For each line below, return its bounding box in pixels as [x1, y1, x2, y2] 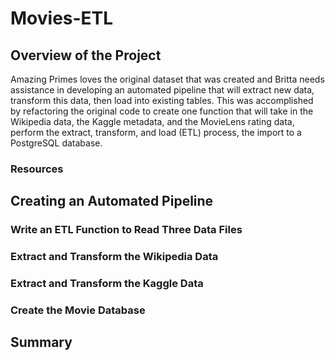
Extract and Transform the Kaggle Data [10, 277, 204, 291]
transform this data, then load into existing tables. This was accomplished [10, 95, 314, 106]
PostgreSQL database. [10, 137, 103, 149]
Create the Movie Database [10, 303, 146, 317]
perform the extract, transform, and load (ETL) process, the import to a [10, 127, 302, 138]
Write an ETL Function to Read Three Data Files [10, 223, 243, 237]
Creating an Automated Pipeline [10, 193, 214, 210]
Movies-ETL [10, 7, 114, 30]
